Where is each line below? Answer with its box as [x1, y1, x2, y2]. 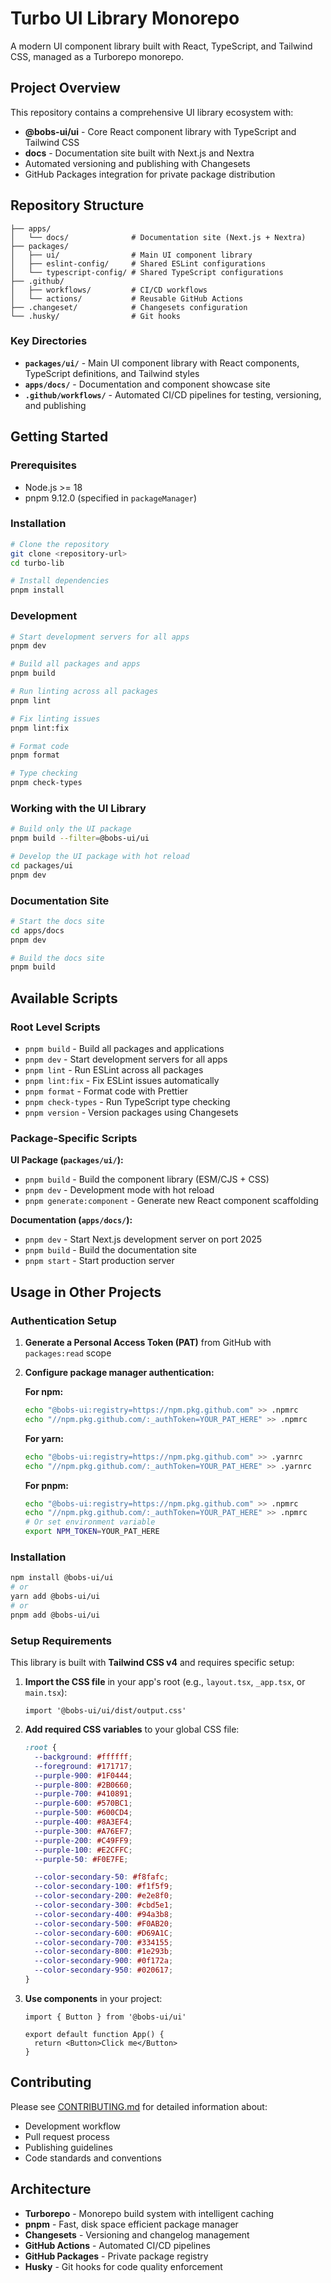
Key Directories [10, 334, 88, 348]
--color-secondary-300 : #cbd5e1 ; [34, 1900, 174, 1910]
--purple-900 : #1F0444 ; [34, 1770, 133, 1781]
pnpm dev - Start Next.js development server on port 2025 [24, 1233, 263, 1246]
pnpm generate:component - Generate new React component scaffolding [24, 1195, 319, 1207]
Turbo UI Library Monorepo [10, 7, 240, 30]
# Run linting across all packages [10, 687, 159, 697]
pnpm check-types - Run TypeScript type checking [24, 1096, 231, 1108]
